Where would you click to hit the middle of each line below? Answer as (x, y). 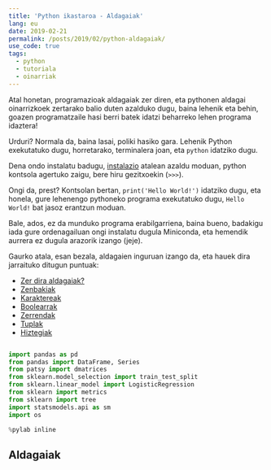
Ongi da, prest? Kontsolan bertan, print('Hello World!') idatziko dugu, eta (135, 190)
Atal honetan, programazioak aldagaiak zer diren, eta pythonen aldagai (127, 99)
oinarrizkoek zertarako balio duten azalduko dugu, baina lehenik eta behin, (133, 108)
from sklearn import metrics (58, 392)
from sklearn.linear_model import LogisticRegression (102, 385)
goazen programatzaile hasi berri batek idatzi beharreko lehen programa (130, 117)
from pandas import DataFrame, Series (74, 362)
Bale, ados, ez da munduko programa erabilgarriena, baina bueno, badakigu (136, 223)
